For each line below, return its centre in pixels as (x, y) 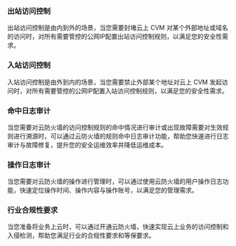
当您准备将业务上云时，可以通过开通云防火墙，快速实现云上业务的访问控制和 (118, 227)
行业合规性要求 (33, 210)
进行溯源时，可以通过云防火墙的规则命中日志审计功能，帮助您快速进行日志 (121, 136)
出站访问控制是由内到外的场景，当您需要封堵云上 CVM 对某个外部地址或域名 (118, 28)
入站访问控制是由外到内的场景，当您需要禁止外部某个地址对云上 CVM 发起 (115, 82)
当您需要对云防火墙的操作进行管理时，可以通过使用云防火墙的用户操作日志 (115, 181)
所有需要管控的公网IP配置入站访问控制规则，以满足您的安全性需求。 (130, 91)
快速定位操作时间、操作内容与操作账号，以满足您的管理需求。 (109, 190)
